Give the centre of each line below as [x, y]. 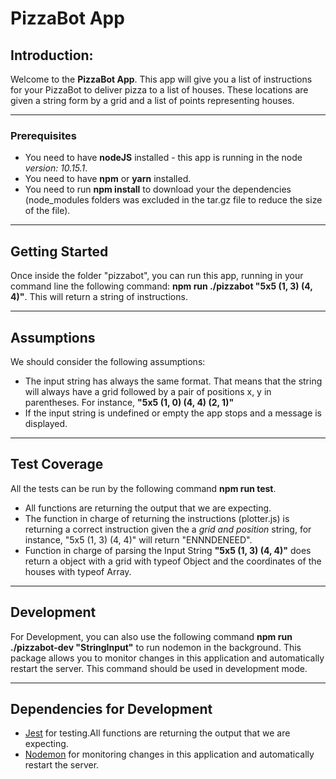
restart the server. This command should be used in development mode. [159, 668]
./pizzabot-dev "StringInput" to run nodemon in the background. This [156, 647]
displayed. [46, 423]
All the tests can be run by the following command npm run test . [143, 488]
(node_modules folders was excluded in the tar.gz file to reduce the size [173, 200]
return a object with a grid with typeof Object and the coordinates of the [173, 561]
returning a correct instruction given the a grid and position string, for [168, 529]
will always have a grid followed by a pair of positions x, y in [148, 391]
